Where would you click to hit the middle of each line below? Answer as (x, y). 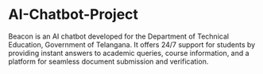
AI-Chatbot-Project (73, 15)
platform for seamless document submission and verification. (108, 61)
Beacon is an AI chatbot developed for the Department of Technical (118, 36)
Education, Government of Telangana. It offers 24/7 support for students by (132, 44)
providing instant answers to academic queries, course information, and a (129, 53)
